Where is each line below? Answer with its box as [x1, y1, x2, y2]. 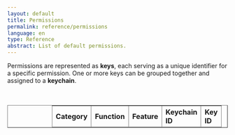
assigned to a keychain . [7, 77, 77, 84]
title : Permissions [7, 17, 64, 24]
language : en [7, 29, 45, 37]
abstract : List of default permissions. [7, 42, 127, 49]
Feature [131, 112, 159, 121]
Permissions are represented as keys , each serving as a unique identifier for [7, 62, 227, 70]
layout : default [7, 10, 55, 17]
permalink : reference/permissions [7, 23, 108, 30]
